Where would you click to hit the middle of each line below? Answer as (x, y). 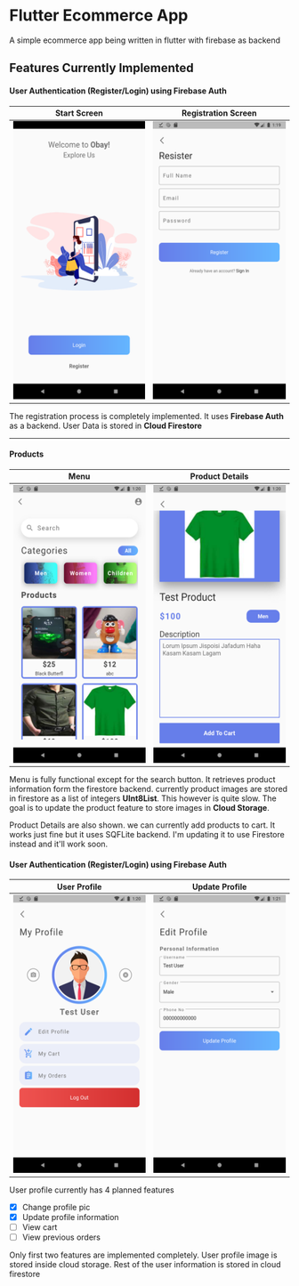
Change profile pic (56, 1207)
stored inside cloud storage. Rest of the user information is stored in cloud (145, 1264)
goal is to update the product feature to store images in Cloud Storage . (139, 808)
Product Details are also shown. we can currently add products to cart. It (142, 825)
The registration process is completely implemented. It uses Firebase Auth (147, 416)
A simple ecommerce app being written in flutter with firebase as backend (145, 40)
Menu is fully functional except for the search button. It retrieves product (142, 780)
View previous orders (61, 1237)
